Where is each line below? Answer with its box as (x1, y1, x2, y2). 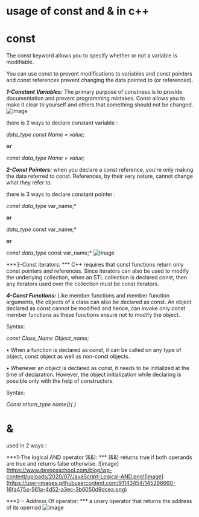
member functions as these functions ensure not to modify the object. (6, 311, 180, 319)
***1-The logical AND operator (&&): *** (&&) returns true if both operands (6, 454, 192, 461)
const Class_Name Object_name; (6, 334, 89, 342)
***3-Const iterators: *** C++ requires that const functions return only (6, 261, 184, 268)
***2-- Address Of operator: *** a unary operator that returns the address (6, 498, 192, 505)
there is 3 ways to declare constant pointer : (6, 190, 116, 198)
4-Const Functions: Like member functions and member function (6, 292, 170, 299)
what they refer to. (6, 179, 52, 186)
